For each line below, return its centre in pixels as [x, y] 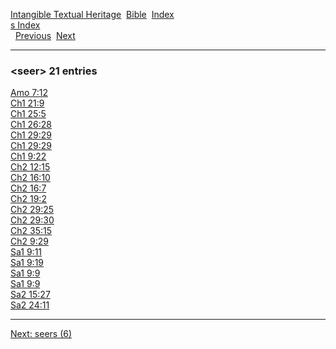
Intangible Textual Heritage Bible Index [92, 14]
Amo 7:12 [29, 93]
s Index [25, 25]
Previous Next [45, 35]
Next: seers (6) [41, 334]
